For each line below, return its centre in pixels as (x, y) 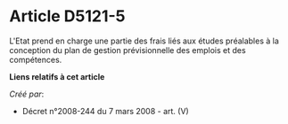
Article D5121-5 (68, 16)
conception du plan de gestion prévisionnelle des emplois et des (128, 50)
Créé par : (27, 94)
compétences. (36, 59)
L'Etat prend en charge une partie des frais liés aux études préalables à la (144, 41)
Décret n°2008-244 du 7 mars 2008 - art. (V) (105, 111)
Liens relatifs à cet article (57, 76)
